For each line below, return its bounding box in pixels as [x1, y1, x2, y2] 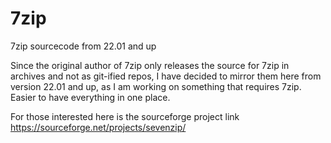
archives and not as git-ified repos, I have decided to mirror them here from [10, 70, 322, 82]
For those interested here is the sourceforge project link [10, 110, 240, 122]
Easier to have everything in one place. [10, 91, 171, 103]
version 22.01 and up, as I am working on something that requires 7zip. [10, 80, 302, 92]
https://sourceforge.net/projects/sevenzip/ [10, 121, 187, 133]
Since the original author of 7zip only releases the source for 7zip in [10, 59, 290, 71]
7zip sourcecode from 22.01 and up [10, 40, 157, 52]
